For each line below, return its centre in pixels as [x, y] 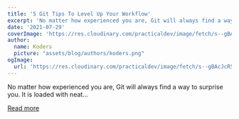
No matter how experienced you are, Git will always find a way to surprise [115, 86]
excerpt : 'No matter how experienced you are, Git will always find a [114, 21]
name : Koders [33, 47]
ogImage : [20, 60]
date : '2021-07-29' [36, 27]
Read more [23, 108]
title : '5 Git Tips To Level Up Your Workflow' [79, 14]
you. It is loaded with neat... [48, 94]
